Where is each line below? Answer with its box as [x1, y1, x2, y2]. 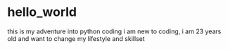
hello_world [7, 4, 77, 20]
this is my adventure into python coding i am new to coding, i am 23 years [7, 27, 222, 35]
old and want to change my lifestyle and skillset [7, 34, 146, 42]
